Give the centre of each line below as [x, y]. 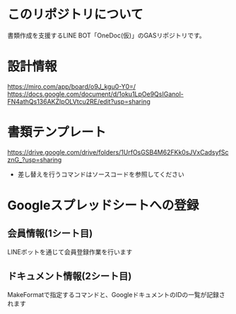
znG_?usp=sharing [35, 159]
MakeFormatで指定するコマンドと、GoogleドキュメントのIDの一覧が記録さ [117, 294]
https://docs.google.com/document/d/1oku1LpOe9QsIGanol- [95, 94]
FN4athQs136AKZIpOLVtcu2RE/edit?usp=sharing [79, 101]
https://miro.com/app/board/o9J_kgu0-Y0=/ [72, 86]
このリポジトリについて [75, 14]
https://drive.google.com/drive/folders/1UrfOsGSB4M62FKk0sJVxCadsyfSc [118, 152]
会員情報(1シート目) [50, 234]
